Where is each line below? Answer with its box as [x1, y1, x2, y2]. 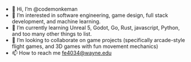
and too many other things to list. [11, 30, 93, 37]
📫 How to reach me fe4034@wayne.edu [11, 50, 112, 56]
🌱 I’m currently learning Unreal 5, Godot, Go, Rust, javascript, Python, [11, 24, 180, 31]
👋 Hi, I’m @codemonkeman [11, 6, 78, 12]
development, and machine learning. [11, 18, 101, 25]
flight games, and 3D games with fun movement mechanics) [11, 43, 159, 50]
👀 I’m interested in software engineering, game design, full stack [11, 12, 169, 19]
